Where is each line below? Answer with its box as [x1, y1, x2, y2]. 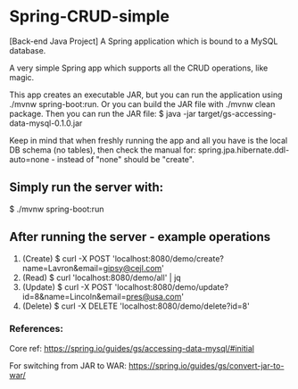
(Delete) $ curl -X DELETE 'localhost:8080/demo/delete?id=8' [21, 301, 250, 311]
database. [9, 45, 46, 55]
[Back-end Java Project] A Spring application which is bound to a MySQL [9, 36, 278, 46]
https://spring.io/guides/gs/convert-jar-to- [128, 360, 285, 371]
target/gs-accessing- [197, 108, 277, 119]
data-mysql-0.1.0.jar [9, 118, 83, 128]
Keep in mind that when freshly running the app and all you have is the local [9, 135, 288, 145]
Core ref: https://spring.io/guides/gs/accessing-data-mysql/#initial [9, 343, 254, 353]
